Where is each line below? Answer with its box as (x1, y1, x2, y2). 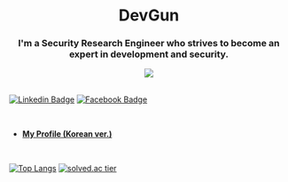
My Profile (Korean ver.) (21, 129, 113, 139)
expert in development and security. (69, 48, 229, 60)
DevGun (118, 5, 180, 26)
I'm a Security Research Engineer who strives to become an (17, 37, 281, 50)
